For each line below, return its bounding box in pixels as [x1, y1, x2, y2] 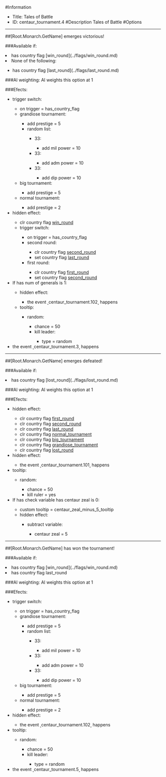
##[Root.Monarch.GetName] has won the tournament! [5, 545, 115, 551]
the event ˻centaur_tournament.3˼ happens [12, 344, 99, 349]
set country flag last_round [34, 255, 89, 260]
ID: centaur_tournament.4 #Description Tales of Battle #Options [12, 19, 142, 25]
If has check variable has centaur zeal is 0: [12, 497, 100, 502]
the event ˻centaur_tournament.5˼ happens [12, 767, 99, 772]
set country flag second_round [34, 275, 97, 280]
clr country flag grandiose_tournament [19, 442, 98, 447]
